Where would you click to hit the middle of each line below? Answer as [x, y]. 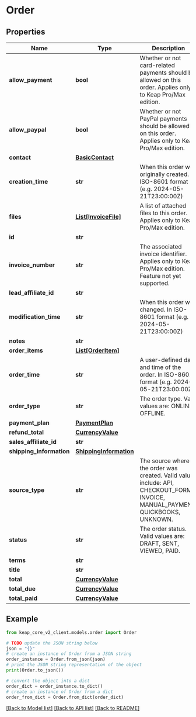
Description [169, 48]
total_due [22, 589]
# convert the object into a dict [48, 681]
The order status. [163, 529]
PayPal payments [163, 119]
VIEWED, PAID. [160, 551]
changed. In [156, 309]
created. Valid [159, 475]
